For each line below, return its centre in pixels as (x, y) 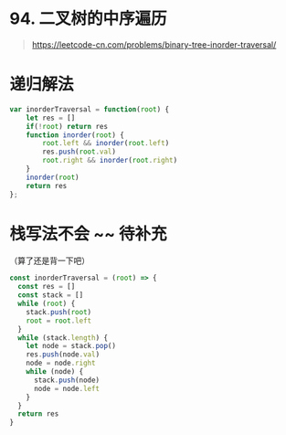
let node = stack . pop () (71, 346)
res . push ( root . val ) (79, 152)
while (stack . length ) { (63, 338)
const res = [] (47, 287)
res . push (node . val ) (63, 355)
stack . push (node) (67, 380)
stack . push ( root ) (59, 312)
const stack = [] (51, 295)
